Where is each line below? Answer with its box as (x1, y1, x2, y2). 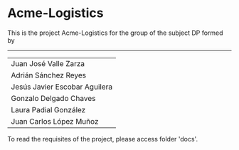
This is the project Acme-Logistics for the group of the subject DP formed (7, 28, 223, 37)
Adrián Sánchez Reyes (11, 70, 87, 80)
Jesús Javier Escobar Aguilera (11, 82, 112, 92)
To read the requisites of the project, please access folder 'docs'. (7, 134, 198, 143)
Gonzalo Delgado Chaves (11, 93, 96, 103)
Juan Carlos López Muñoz (11, 116, 99, 126)
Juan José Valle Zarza (11, 58, 85, 68)
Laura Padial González (11, 105, 86, 114)
